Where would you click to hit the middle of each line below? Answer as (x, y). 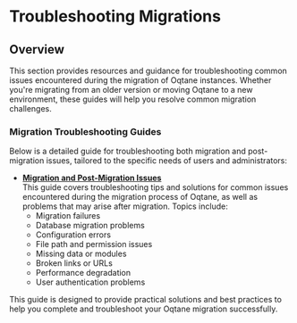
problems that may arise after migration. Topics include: (125, 206)
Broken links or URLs (74, 263)
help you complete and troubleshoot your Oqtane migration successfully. (144, 309)
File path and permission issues (94, 244)
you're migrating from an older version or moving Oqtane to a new (131, 90)
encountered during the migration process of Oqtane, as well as (140, 197)
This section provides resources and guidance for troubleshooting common (148, 70)
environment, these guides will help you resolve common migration (133, 99)
